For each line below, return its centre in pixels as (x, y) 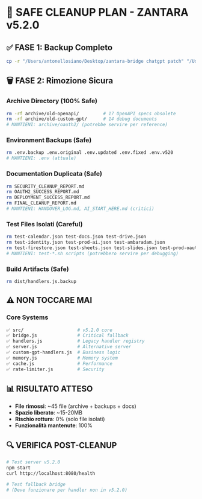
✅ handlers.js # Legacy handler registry (76, 341)
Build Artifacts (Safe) (38, 269)
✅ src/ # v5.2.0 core (60, 330)
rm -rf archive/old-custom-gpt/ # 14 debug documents (82, 119)
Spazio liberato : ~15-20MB (49, 413)
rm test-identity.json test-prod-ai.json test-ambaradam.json (86, 243)
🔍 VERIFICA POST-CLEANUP (62, 445)
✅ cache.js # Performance (60, 364)
